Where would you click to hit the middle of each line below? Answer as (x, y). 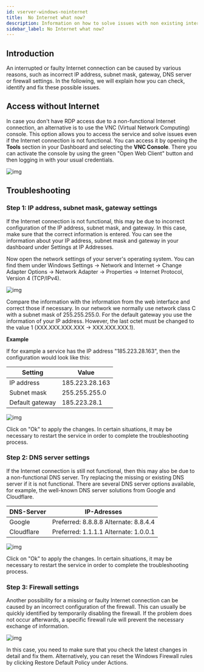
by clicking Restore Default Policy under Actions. (67, 663)
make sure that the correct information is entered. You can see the (89, 234)
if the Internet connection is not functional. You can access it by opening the (102, 140)
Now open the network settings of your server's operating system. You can (100, 259)
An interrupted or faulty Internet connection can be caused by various (94, 68)
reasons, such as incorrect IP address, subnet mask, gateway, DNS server (99, 75)
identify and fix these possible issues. (53, 87)
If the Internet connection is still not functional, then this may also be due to (101, 470)
